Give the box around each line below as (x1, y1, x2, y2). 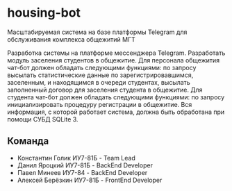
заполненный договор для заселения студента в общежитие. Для (7, 85, 203, 94)
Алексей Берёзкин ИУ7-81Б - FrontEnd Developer (17, 176, 163, 184)
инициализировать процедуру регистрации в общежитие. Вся (7, 100, 192, 108)
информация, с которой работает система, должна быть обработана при (7, 108, 225, 116)
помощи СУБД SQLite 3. (7, 115, 78, 123)
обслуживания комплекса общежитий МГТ (7, 35, 135, 43)
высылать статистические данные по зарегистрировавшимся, (7, 71, 194, 79)
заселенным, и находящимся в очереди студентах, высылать (7, 78, 191, 86)
